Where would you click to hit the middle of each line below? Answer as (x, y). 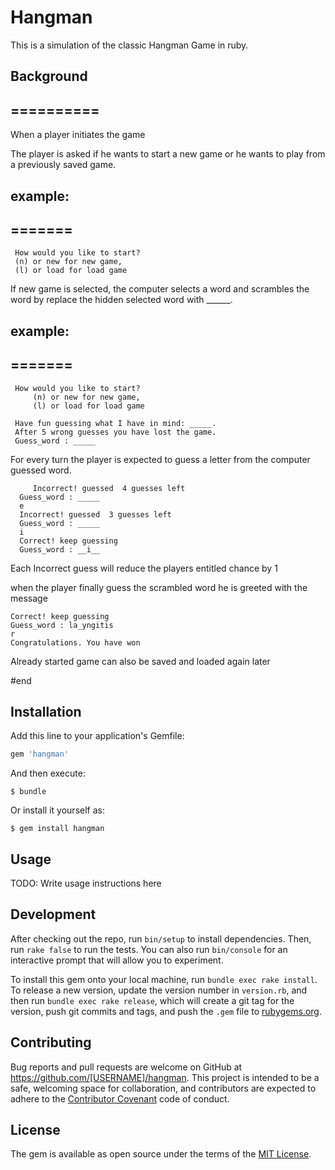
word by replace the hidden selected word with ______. (121, 300)
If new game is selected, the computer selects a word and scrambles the (160, 289)
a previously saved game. (63, 165)
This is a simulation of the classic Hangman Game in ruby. (129, 45)
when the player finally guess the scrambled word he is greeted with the (159, 587)
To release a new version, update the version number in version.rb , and (159, 990)
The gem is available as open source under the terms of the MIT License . (161, 1154)
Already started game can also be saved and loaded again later (140, 661)
